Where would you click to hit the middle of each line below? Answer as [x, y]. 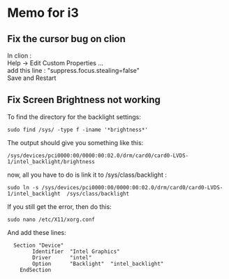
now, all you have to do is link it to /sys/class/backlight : [87, 175]
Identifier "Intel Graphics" [76, 251]
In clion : [20, 55]
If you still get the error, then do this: [59, 206]
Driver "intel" [62, 257]
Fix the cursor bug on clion [66, 39]
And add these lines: [37, 232]
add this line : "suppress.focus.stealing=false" [73, 70]
